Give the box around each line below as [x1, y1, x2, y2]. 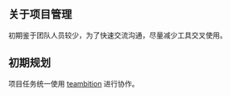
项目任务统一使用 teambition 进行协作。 [8, 78, 139, 88]
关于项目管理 [8, 7, 72, 22]
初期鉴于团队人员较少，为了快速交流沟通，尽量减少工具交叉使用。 [8, 30, 227, 40]
